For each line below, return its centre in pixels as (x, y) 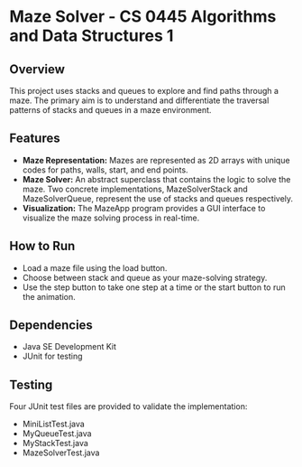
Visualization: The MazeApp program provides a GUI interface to (144, 208)
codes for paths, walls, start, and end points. (105, 170)
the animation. (49, 296)
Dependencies (51, 326)
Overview (37, 69)
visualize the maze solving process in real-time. (111, 218)
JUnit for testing (52, 356)
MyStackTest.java (55, 444)
